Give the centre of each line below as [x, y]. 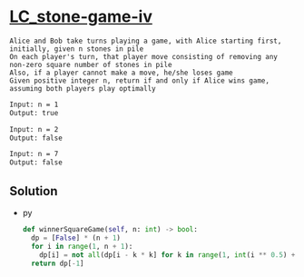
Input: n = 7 [34, 154]
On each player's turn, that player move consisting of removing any [144, 56]
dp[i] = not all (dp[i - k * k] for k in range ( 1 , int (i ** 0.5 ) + [167, 255]
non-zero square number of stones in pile [91, 64]
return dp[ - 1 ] [58, 263]
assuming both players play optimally [83, 88]
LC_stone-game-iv [81, 17]
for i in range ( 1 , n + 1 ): [82, 246]
